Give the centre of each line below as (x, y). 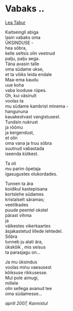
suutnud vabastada (25, 148)
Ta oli (11, 163)
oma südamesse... (24, 294)
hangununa (17, 111)
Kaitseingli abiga (22, 32)
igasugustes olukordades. (31, 174)
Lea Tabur (16, 22)
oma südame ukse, (24, 69)
